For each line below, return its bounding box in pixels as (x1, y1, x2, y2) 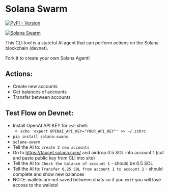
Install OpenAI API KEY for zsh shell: (12, 122, 88, 128)
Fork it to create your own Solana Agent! (5, 54, 90, 61)
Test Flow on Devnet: (5, 109, 74, 118)
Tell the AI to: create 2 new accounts (12, 144, 90, 150)
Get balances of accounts (12, 89, 67, 95)
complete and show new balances (12, 171, 85, 177)
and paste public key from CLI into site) (12, 155, 95, 161)
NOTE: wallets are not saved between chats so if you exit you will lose (12, 176, 161, 182)
